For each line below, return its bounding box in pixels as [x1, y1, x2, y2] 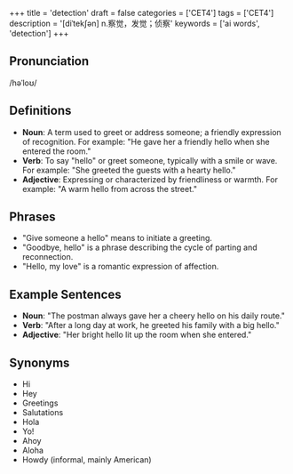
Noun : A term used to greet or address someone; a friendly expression [21, 126, 281, 137]
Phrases [9, 209, 56, 225]
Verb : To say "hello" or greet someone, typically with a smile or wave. [21, 155, 278, 165]
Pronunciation [9, 53, 90, 69]
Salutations [21, 407, 64, 418]
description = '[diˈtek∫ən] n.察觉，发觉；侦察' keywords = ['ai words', [9, 18, 260, 28]
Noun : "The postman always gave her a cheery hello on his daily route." [21, 310, 286, 321]
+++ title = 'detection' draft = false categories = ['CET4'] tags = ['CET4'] [9, 8, 274, 18]
